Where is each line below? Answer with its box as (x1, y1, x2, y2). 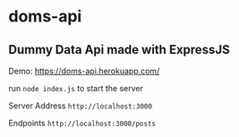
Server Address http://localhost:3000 (8, 100, 153, 111)
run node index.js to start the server (8, 83, 144, 93)
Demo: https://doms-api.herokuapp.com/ (8, 65, 160, 76)
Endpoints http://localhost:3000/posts (8, 118, 156, 128)
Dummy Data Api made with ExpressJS (8, 42, 230, 57)
